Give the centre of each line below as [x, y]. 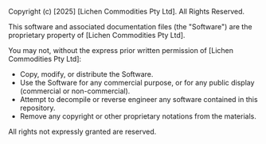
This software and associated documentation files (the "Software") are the [130, 27]
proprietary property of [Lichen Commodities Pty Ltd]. [97, 35]
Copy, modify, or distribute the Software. [86, 74]
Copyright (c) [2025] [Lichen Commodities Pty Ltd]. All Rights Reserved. [127, 11]
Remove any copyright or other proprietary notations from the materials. [138, 116]
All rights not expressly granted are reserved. [82, 131]
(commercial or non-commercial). [75, 91]
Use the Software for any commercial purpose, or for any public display [137, 83]
